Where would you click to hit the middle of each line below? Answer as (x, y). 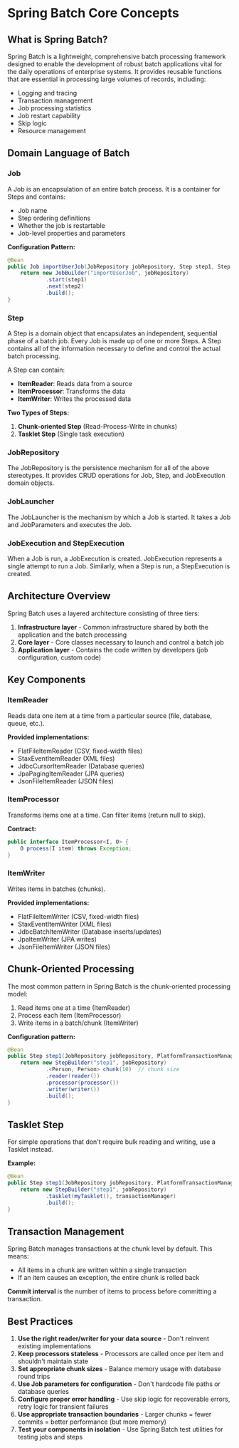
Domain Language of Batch (69, 153)
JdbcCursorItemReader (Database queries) (81, 766)
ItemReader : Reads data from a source (75, 384)
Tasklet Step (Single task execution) (71, 434)
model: (17, 994)
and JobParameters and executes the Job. (70, 524)
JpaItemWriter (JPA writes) (57, 939)
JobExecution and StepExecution (66, 543)
